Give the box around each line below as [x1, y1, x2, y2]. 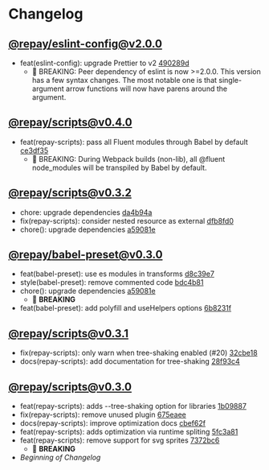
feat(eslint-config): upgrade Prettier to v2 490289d [19, 58, 190, 68]
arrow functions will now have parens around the [65, 84, 227, 93]
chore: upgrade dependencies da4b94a [19, 207, 153, 217]
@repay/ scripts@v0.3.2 [8, 186, 132, 200]
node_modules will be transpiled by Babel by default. [31, 163, 207, 172]
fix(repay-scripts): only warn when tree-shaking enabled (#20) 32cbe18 [19, 348, 259, 358]
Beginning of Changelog [19, 452, 101, 463]
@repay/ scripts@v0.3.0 [8, 380, 132, 394]
